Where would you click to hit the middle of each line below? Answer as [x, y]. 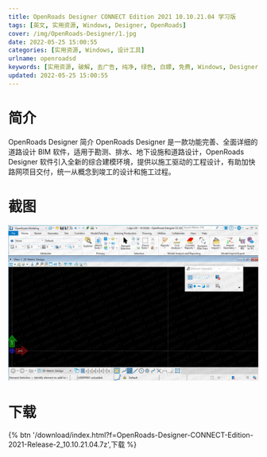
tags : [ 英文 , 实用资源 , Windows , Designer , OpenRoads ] [97, 25]
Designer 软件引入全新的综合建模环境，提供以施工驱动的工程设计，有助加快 [132, 161]
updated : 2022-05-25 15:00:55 [58, 76]
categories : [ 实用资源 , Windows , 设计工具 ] [77, 50]
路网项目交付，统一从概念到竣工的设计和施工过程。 [92, 172]
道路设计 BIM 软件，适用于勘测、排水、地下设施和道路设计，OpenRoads [126, 152]
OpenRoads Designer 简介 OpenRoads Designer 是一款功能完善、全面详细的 [133, 141]
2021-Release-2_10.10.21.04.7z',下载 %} [73, 444]
